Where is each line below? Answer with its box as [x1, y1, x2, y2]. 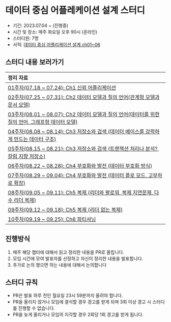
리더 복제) [14, 196, 37, 203]
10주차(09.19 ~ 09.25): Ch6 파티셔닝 [8, 216, 96, 223]
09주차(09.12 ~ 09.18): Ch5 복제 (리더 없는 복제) [8, 206, 123, 213]
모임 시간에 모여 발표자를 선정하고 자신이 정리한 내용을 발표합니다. [12, 255, 144, 261]
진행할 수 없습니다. [18, 305, 55, 311]
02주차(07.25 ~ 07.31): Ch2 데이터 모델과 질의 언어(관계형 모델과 [8, 94, 160, 101]
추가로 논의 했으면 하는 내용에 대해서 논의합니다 [12, 261, 107, 268]
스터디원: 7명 [12, 35, 39, 41]
